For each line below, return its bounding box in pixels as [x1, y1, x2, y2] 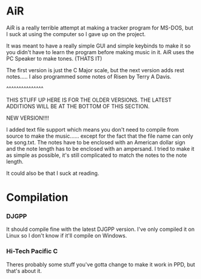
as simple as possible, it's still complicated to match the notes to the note [6, 152, 187, 159]
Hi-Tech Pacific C [6, 247, 58, 256]
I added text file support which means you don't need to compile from [6, 126, 179, 133]
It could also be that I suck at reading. [6, 170, 100, 177]
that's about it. [6, 267, 42, 274]
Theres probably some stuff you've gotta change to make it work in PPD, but [6, 260, 196, 268]
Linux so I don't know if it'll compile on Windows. [6, 232, 127, 239]
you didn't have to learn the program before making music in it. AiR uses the [6, 48, 194, 55]
